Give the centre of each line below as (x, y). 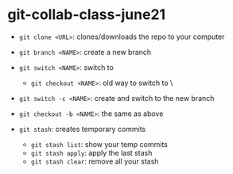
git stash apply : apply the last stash (91, 153)
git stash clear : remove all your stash (95, 161)
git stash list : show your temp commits (99, 144)
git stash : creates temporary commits (82, 129)
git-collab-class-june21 (87, 15)
